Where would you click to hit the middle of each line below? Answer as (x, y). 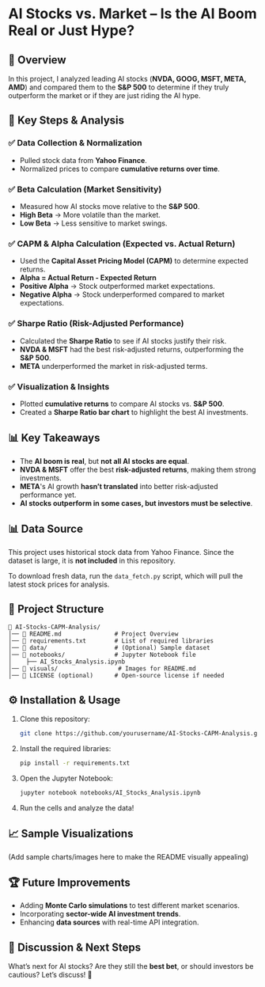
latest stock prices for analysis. (59, 584)
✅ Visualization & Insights (59, 386)
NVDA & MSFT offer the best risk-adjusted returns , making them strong (138, 469)
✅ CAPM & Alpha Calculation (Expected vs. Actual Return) (122, 244)
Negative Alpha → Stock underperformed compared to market (122, 294)
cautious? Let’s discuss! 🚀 (50, 975)
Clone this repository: (55, 719)
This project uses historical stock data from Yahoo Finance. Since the (121, 552)
